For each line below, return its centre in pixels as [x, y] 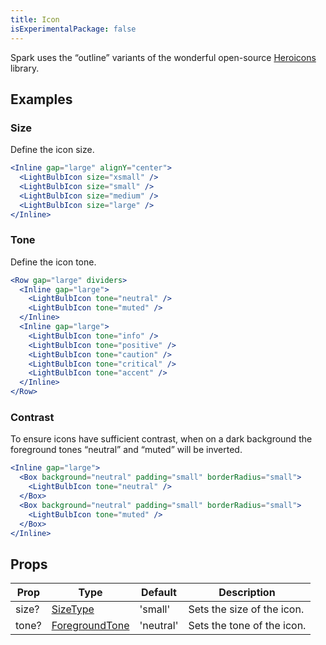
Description [247, 593]
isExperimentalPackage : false [73, 29]
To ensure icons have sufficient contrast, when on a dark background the [161, 439]
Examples [41, 99]
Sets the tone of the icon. [247, 626]
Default [159, 593]
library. [25, 68]
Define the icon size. [52, 150]
